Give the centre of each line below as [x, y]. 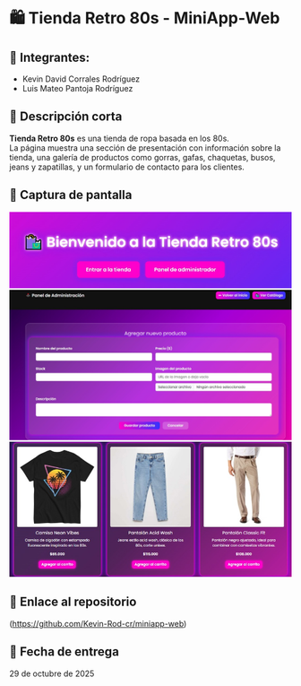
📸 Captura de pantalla [71, 195]
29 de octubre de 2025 [52, 673]
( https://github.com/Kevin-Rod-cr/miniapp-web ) [98, 623]
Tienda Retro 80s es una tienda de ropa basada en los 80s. [120, 138]
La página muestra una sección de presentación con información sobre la [145, 148]
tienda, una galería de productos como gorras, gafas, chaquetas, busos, [142, 157]
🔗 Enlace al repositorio [73, 602]
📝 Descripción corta [66, 117]
